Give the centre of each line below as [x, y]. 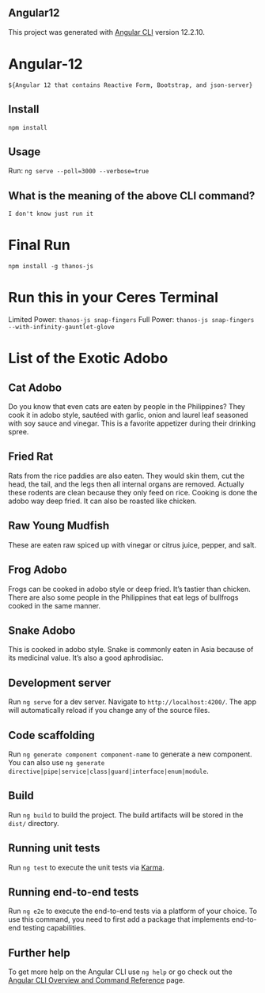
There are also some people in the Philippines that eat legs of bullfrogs [123, 597]
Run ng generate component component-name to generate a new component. [131, 754]
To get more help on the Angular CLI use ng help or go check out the [120, 972]
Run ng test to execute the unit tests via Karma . [86, 867]
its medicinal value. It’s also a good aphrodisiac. [86, 658]
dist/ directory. [34, 823]
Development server [60, 682]
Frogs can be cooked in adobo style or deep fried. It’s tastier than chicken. [129, 589]
